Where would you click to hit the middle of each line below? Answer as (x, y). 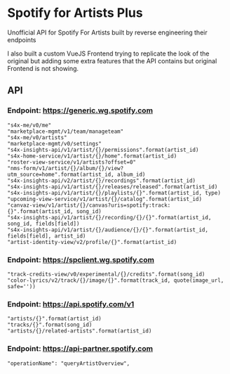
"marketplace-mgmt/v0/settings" (54, 143)
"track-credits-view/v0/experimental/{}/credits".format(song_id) (106, 274)
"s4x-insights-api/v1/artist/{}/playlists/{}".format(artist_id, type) (114, 193)
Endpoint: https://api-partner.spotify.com (80, 349)
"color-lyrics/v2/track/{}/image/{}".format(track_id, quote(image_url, (116, 280)
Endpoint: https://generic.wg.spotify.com (80, 110)
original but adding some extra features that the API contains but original (112, 60)
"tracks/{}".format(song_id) (50, 325)
